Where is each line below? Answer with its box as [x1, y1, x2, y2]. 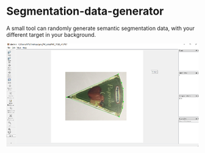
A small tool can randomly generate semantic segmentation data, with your [6, 24, 195, 32]
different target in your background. [6, 31, 96, 38]
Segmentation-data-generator [6, 4, 164, 18]
